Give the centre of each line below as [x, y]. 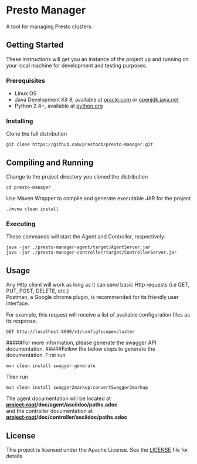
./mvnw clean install [33, 209]
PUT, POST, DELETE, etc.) [38, 291]
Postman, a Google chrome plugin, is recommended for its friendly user [92, 297]
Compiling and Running [50, 162]
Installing [20, 121]
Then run [17, 377]
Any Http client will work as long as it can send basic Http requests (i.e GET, [98, 285]
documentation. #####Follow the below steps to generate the [81, 349]
